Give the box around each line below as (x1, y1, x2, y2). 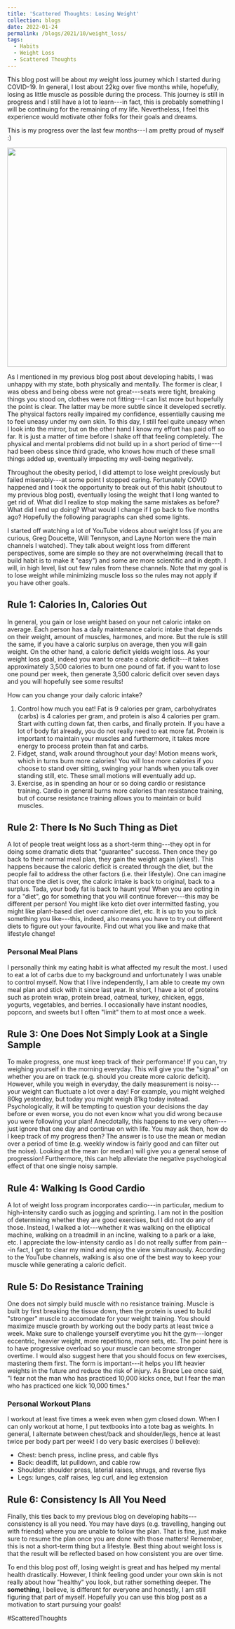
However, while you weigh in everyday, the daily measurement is (7, 1080, 194, 1088)
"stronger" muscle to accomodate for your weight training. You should (7, 1315, 210, 1323)
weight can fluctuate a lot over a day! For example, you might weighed (22, 1087, 225, 1096)
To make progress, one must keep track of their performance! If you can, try (7, 1057, 227, 1066)
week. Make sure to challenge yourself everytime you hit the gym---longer (7, 1329, 223, 1338)
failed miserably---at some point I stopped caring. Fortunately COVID (7, 475, 207, 484)
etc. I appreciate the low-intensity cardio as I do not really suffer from (7, 1238, 208, 1247)
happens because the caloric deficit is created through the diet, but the (7, 862, 213, 871)
